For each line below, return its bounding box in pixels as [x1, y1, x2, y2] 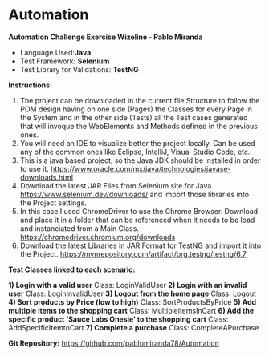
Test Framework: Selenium [19, 56, 110, 66]
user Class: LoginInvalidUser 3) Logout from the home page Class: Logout [8, 289, 257, 298]
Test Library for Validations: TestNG [19, 64, 139, 74]
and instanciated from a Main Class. [19, 223, 139, 233]
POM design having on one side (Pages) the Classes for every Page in [19, 104, 253, 114]
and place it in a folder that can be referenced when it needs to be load [19, 215, 255, 225]
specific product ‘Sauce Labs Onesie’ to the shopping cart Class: [8, 314, 229, 324]
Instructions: [8, 80, 53, 90]
